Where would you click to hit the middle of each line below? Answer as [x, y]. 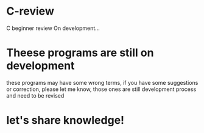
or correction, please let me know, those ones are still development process [101, 89]
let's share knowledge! [65, 120]
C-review [30, 11]
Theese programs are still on [80, 53]
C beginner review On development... [53, 28]
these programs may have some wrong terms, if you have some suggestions [102, 82]
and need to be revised [35, 95]
